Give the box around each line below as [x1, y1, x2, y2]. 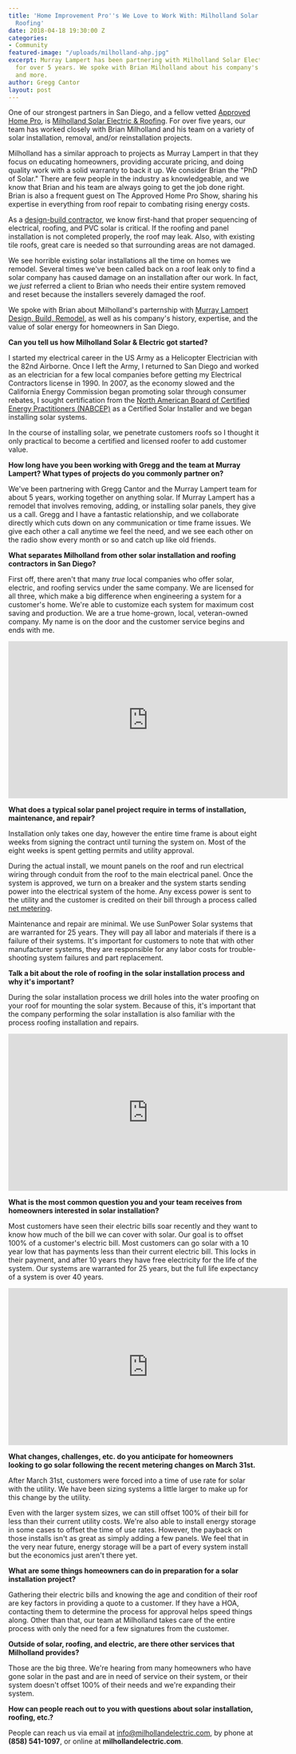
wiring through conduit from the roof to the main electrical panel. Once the [8, 870, 254, 879]
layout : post [8, 85, 52, 94]
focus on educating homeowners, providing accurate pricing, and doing [8, 157, 244, 167]
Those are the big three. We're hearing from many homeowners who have [8, 1663, 251, 1673]
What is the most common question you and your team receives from [8, 1198, 243, 1207]
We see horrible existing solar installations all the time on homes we [8, 256, 231, 266]
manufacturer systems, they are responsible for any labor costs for [8, 945, 228, 954]
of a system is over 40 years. [8, 1272, 104, 1282]
